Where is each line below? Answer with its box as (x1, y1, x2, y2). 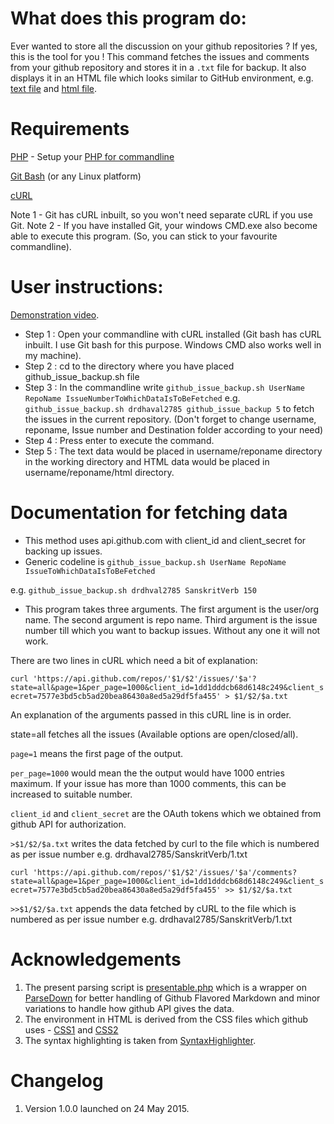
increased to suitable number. (10, 788, 133, 800)
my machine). (24, 349, 82, 361)
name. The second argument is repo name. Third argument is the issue (24, 613, 318, 626)
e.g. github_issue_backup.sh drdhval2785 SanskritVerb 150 (10, 583, 257, 596)
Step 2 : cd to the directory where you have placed (24, 360, 235, 372)
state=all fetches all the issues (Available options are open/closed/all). (10, 728, 299, 740)
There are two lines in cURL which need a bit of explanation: (10, 654, 258, 666)
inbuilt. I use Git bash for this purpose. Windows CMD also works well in (24, 338, 322, 351)
